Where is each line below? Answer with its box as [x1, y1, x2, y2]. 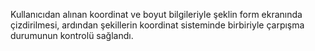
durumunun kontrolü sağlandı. [10, 30, 134, 41]
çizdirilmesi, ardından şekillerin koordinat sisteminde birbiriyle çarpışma [10, 19, 305, 31]
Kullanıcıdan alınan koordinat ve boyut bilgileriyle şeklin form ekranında [10, 9, 303, 20]
